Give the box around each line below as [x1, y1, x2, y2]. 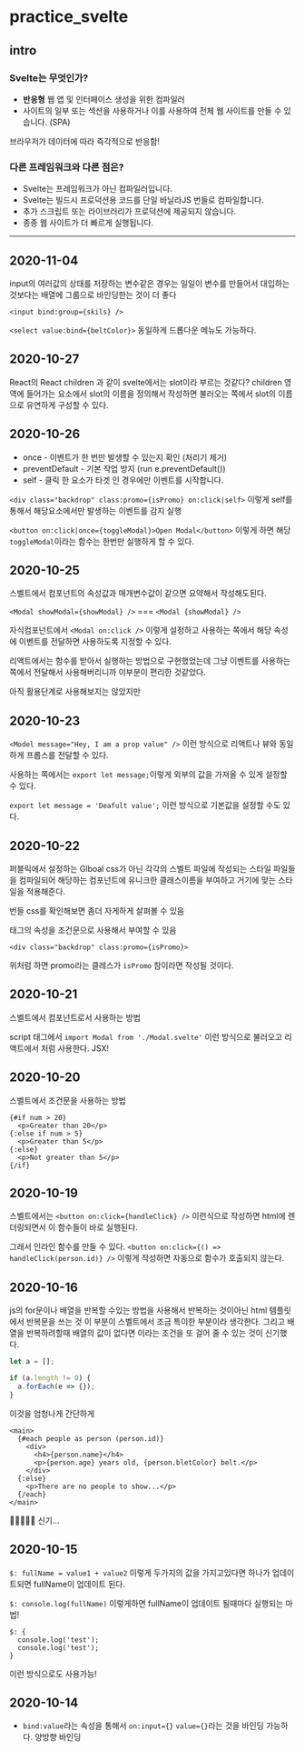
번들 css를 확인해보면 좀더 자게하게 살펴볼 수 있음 [9, 906, 184, 916]
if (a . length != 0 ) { [9, 1374, 92, 1383]
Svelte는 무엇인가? [9, 71, 89, 84]
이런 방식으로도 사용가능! [9, 1668, 97, 1679]
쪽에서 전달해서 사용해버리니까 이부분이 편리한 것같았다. [9, 666, 206, 678]
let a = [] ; [9, 1357, 54, 1366]
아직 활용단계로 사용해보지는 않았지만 [9, 686, 141, 697]
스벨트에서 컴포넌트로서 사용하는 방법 [9, 1012, 141, 1023]
